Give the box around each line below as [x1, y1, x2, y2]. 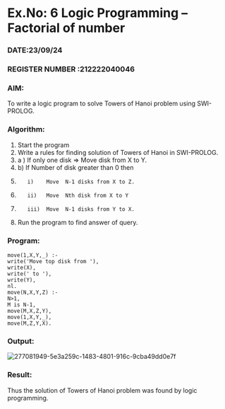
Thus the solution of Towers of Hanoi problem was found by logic [7, 386, 197, 394]
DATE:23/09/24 [7, 45, 63, 55]
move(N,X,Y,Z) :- [7, 289, 59, 296]
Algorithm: [7, 125, 45, 134]
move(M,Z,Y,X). [7, 320, 52, 327]
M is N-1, [7, 301, 37, 309]
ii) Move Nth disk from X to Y [27, 192, 129, 199]
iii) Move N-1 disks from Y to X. [27, 205, 135, 213]
